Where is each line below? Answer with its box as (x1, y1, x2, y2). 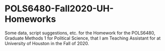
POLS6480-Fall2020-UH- (4, 3, 114, 14)
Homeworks (4, 13, 56, 25)
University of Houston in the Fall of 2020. (4, 40, 89, 46)
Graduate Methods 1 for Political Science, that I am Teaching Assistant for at (4, 35, 161, 41)
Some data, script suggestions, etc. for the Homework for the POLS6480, (4, 30, 156, 36)
